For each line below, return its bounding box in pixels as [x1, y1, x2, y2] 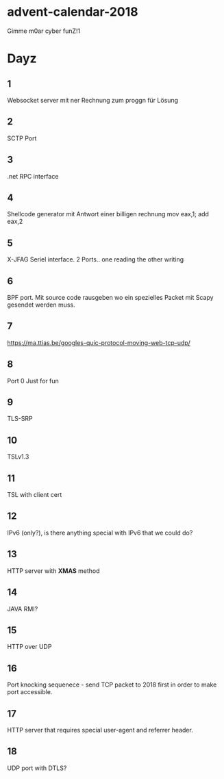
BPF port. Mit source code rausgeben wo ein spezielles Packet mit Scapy [7, 294, 214, 301]
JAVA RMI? [7, 604, 38, 613]
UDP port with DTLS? [7, 764, 67, 772]
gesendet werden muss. [7, 301, 75, 309]
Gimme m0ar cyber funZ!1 [7, 27, 81, 35]
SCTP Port [7, 134, 37, 142]
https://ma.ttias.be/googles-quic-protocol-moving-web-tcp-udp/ [7, 338, 190, 346]
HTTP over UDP [7, 643, 52, 651]
